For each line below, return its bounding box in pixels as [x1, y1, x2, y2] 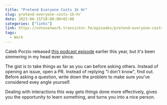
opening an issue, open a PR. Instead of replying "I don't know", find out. [5, 68, 154, 74]
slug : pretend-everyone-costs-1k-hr [5, 12, 81, 17]
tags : [5, 30, 16, 35]
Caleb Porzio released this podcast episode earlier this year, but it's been [5, 48, 156, 54]
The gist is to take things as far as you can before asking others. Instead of [5, 63, 159, 69]
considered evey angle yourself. [5, 79, 71, 85]
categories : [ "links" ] [5, 21, 52, 26]
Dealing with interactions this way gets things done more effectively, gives [5, 89, 158, 95]
